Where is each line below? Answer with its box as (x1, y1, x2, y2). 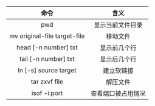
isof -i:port (31, 89, 63, 97)
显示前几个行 (100, 44, 137, 52)
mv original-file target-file (9, 32, 85, 40)
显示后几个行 (100, 55, 137, 63)
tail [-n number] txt (19, 55, 75, 63)
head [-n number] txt (16, 43, 78, 51)
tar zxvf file (30, 77, 64, 86)
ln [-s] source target (18, 66, 77, 74)
